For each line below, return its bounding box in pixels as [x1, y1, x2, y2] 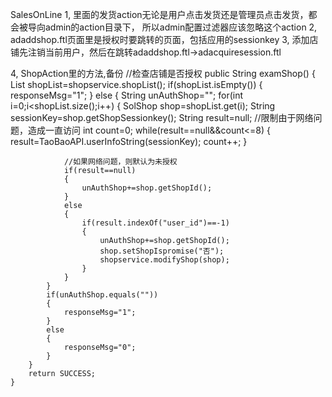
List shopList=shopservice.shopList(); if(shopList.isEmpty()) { [10, 79, 263, 90]
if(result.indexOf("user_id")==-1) [81, 218, 230, 228]
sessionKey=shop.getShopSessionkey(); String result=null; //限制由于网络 [10, 112, 314, 123]
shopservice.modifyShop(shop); [99, 255, 230, 265]
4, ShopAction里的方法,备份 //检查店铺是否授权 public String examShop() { [10, 68, 316, 79]
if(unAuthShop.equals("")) [46, 290, 159, 300]
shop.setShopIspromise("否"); [99, 246, 225, 256]
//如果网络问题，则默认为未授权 [63, 157, 178, 167]
